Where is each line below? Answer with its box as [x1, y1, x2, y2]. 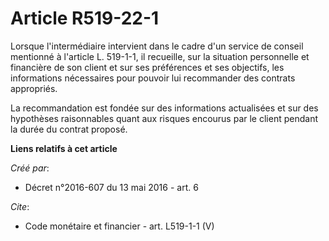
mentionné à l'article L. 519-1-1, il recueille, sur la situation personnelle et [10, 50, 310, 62]
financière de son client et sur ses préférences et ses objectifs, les [10, 61, 285, 73]
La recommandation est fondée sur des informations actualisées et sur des [10, 102, 319, 114]
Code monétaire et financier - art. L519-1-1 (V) [24, 220, 215, 232]
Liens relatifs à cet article [10, 142, 118, 154]
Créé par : [10, 162, 50, 174]
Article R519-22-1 [10, 7, 160, 30]
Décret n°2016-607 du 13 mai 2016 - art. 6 [24, 181, 199, 193]
